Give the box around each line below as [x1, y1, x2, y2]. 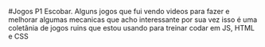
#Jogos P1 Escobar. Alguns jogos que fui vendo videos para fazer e [8, 7, 230, 16]
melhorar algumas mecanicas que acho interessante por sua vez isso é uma [8, 15, 258, 24]
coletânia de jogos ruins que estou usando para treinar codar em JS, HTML [8, 23, 255, 32]
